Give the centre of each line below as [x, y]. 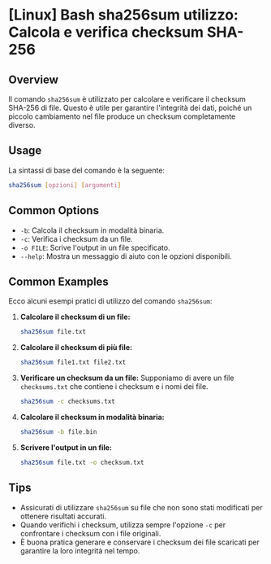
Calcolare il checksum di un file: [75, 317]
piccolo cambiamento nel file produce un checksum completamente [122, 116]
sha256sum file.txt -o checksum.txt [82, 462]
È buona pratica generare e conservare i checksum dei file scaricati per [140, 542]
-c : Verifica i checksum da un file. [76, 238]
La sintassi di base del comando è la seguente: [86, 170]
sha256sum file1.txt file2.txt [73, 363]
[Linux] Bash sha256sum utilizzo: [124, 15]
